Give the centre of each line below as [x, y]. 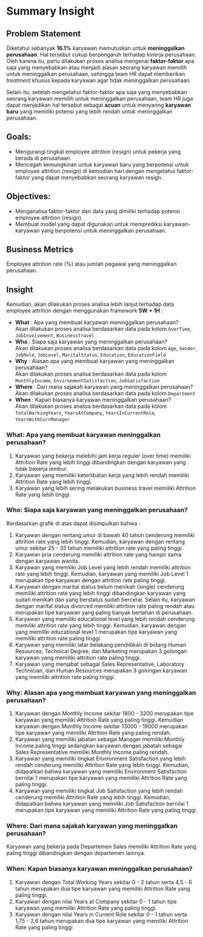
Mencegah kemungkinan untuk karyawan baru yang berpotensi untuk [102, 164]
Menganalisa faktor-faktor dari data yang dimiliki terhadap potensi [98, 211]
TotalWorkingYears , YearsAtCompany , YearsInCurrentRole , [85, 413]
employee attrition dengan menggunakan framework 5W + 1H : [85, 311]
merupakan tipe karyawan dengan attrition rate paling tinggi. [91, 580]
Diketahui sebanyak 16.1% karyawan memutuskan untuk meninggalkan [95, 48]
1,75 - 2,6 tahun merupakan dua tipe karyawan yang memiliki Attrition [101, 921]
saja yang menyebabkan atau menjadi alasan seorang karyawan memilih [97, 67]
